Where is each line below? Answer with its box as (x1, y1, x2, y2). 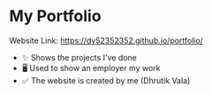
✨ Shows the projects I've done (21, 52, 137, 62)
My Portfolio (9, 6, 102, 26)
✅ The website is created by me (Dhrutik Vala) (21, 75, 191, 85)
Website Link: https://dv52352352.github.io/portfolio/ (9, 35, 203, 46)
